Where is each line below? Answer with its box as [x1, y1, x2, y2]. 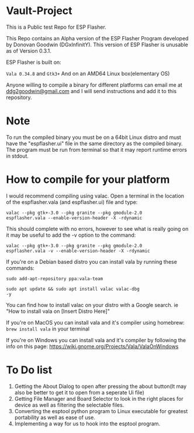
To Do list [6, 363, 53, 376]
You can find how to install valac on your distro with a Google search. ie [6, 301, 178, 308]
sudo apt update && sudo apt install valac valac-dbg [6, 286, 140, 292]
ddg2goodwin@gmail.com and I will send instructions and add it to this [6, 87, 177, 94]
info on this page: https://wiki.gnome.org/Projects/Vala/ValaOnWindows [6, 343, 179, 350]
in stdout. [6, 152, 29, 159]
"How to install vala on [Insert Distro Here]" [6, 308, 110, 315]
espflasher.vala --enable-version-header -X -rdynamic [6, 215, 143, 221]
